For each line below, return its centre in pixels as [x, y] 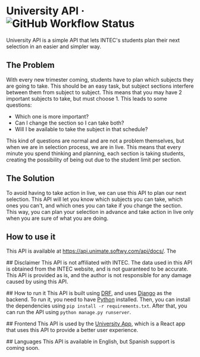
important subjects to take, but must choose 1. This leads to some [87, 98]
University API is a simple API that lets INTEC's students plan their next [93, 40]
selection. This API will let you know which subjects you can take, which [95, 199]
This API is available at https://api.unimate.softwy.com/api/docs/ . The [91, 251]
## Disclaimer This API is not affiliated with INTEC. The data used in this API [99, 263]
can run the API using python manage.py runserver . [69, 312]
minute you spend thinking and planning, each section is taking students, [96, 153]
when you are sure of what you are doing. [57, 218]
